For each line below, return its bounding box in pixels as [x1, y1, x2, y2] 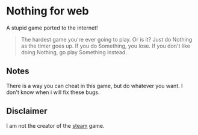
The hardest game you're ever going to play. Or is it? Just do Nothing [20, 36, 193, 43]
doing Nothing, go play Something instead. [20, 48, 128, 55]
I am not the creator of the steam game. [6, 122, 105, 129]
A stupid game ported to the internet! [6, 24, 98, 31]
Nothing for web [6, 4, 89, 18]
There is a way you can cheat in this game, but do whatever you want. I [6, 82, 183, 89]
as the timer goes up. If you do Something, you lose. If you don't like [20, 42, 191, 49]
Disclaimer [6, 106, 48, 116]
